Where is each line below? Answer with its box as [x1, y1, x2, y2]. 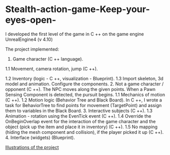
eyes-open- [5, 14, 57, 26]
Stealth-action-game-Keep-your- [5, 4, 150, 15]
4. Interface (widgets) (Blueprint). [5, 134, 75, 140]
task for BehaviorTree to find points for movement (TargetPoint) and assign [5, 102, 162, 108]
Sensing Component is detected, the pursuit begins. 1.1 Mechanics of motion [5, 91, 165, 97]
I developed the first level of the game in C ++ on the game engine [5, 31, 144, 37]
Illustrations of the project [5, 144, 59, 150]
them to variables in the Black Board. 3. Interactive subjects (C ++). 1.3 [5, 108, 153, 114]
